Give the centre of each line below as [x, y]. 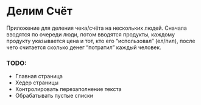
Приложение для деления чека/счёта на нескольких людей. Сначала [97, 28]
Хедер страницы [37, 83]
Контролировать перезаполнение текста [68, 89]
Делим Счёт [40, 11]
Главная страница [39, 76]
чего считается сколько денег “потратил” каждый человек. [84, 47]
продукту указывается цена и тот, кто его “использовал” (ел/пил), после [101, 41]
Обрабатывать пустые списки [54, 96]
